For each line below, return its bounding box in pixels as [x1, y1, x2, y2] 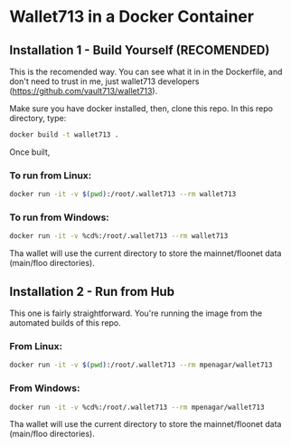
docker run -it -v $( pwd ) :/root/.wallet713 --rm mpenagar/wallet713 [9, 360, 273, 370]
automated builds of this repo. [9, 318, 122, 328]
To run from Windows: [9, 211, 110, 223]
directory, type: [9, 113, 67, 123]
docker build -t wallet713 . [9, 130, 119, 139]
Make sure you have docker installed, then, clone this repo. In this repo [9, 103, 274, 114]
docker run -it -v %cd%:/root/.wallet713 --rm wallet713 [9, 232, 229, 241]
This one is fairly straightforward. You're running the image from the [9, 308, 263, 319]
